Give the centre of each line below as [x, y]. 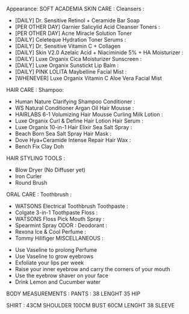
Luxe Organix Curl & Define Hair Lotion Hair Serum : [79, 121]
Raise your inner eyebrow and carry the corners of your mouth [92, 269]
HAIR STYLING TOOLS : [36, 158]
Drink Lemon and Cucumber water [58, 282]
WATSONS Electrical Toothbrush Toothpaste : [71, 206]
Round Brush [31, 183]
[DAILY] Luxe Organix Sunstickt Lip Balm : [67, 65]
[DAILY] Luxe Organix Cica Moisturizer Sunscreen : [78, 59]
